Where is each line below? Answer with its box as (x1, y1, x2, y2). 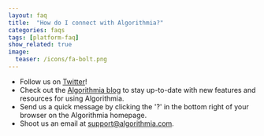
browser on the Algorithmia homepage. (19, 110, 147, 119)
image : (8, 48, 30, 56)
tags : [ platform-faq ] (8, 33, 80, 42)
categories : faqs (8, 26, 65, 34)
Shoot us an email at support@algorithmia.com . (19, 119, 175, 128)
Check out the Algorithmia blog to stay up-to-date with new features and (19, 85, 256, 94)
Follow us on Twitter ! (19, 76, 87, 86)
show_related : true (8, 41, 73, 49)
